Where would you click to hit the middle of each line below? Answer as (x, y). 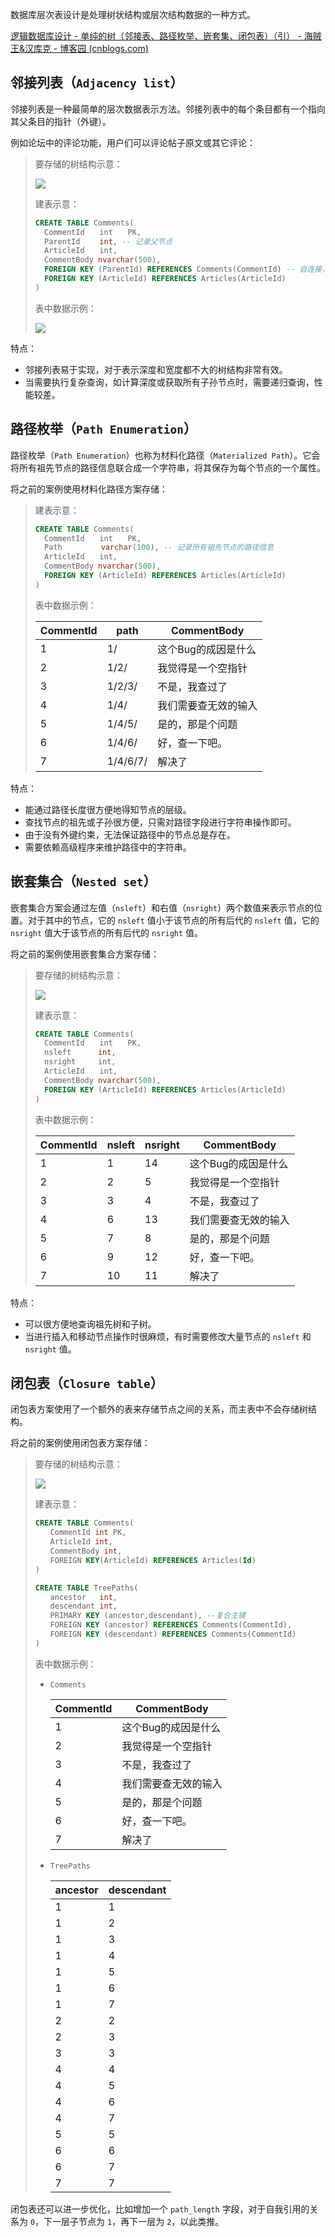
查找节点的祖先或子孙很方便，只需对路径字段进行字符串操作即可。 (160, 822)
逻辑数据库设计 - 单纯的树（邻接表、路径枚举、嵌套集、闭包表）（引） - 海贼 (166, 36)
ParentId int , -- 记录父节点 (108, 241)
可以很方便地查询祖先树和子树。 (90, 1324)
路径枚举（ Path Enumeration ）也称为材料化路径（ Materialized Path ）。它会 (165, 455)
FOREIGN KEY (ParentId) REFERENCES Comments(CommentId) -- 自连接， (187, 269)
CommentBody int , (86, 1551)
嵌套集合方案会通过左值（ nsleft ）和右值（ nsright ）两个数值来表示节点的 (162, 907)
